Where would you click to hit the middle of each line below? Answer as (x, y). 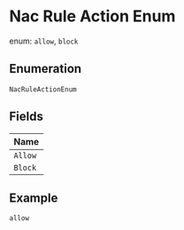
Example (34, 198)
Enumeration (46, 69)
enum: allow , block (44, 41)
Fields (27, 117)
